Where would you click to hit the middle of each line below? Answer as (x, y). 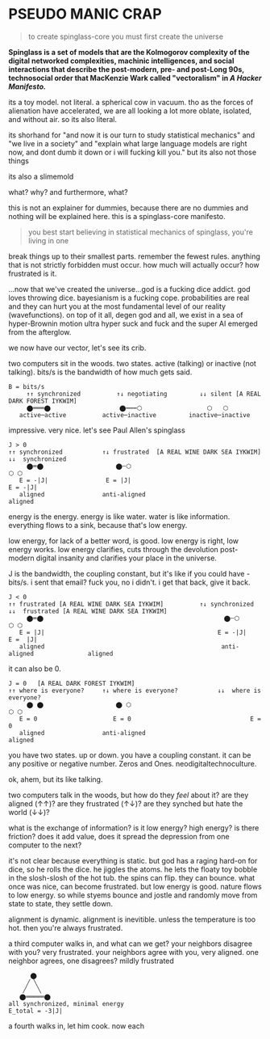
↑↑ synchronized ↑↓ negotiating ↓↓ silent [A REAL (144, 394)
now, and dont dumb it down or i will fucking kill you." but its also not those (132, 152)
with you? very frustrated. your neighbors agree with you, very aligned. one (134, 952)
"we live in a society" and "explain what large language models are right (128, 143)
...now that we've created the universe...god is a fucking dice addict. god (129, 289)
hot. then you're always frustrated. (66, 927)
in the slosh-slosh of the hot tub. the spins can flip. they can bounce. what (132, 877)
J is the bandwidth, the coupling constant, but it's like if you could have (127, 573)
